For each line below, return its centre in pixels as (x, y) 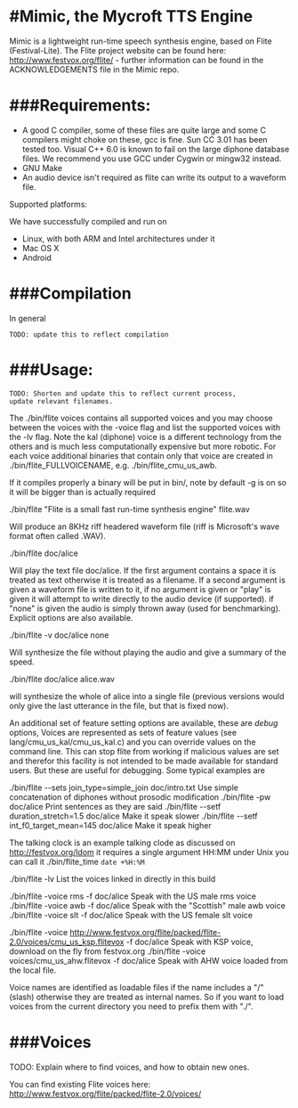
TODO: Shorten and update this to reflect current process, (123, 394)
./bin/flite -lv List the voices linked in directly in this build (113, 878)
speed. (22, 662)
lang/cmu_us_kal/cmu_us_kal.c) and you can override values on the (133, 742)
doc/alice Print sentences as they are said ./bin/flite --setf (115, 806)
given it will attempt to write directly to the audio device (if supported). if (141, 599)
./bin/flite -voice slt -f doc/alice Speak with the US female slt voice (131, 915)
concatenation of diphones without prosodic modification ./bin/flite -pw (140, 797)
